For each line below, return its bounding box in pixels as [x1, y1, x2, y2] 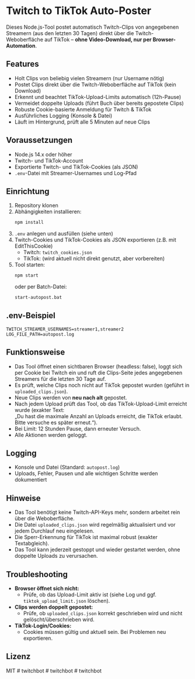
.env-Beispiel [6, 311, 55, 320]
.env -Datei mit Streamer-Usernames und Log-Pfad [14, 169, 137, 176]
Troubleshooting [6, 569, 68, 579]
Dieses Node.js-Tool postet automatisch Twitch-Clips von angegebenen [6, 23, 179, 30]
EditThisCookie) [14, 243, 53, 250]
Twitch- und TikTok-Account [14, 157, 83, 164]
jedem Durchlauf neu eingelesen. [14, 527, 95, 534]
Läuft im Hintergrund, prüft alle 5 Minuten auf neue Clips [14, 118, 151, 125]
